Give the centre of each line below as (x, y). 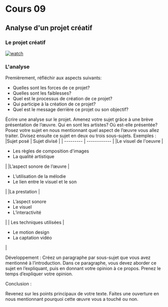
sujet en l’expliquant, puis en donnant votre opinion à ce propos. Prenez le (83, 269)
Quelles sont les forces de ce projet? (51, 88)
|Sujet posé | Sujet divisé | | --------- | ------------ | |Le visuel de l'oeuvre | (84, 141)
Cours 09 (26, 9)
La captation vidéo (32, 238)
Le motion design (31, 232)
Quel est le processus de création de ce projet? (62, 99)
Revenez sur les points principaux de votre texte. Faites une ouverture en (82, 294)
